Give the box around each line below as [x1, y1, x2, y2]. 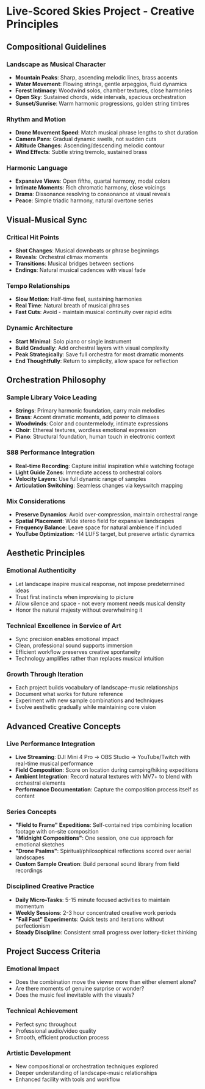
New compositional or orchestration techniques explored [15, 1062, 159, 1070]
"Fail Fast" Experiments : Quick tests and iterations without [15, 915, 165, 923]
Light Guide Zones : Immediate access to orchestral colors [15, 469, 162, 476]
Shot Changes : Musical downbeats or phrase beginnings [15, 247, 159, 254]
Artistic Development [6, 1049, 71, 1057]
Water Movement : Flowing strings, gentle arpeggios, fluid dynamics [15, 80, 187, 87]
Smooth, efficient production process [15, 1033, 109, 1041]
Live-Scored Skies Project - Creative [6, 4, 195, 18]
